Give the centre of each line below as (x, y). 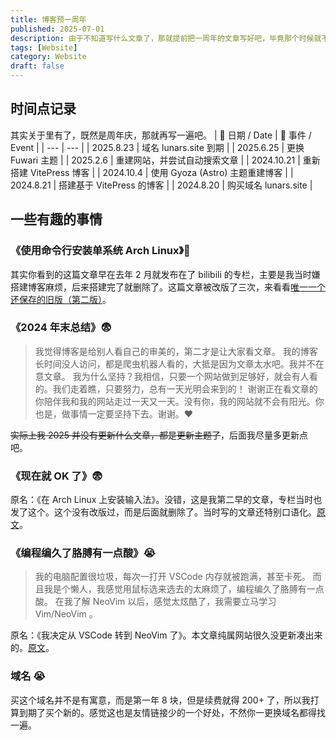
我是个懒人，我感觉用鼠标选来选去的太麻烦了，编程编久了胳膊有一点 (184, 589)
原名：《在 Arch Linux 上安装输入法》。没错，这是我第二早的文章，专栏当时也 (166, 500)
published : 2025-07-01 (57, 29)
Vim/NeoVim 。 (66, 614)
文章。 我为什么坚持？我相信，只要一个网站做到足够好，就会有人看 (180, 376)
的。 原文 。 (32, 648)
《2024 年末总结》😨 (61, 328)
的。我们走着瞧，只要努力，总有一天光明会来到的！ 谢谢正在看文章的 (176, 388)
